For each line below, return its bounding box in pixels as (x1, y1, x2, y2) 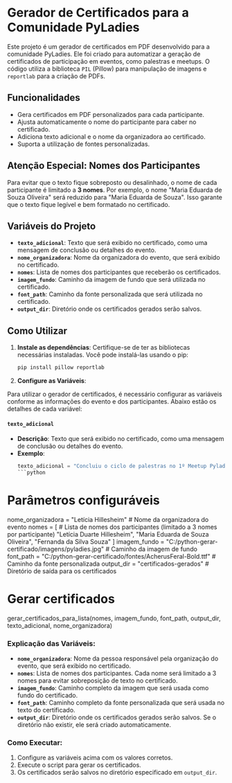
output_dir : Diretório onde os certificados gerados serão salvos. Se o (17, 713, 217, 721)
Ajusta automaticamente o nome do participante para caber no (17, 118, 197, 126)
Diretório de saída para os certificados (7, 566, 117, 575)
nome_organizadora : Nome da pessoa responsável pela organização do (17, 654, 219, 663)
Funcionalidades (7, 92, 81, 104)
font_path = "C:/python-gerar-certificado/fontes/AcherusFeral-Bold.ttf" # (7, 552, 216, 560)
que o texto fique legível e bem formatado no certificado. (7, 200, 170, 208)
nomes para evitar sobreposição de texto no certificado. (17, 676, 178, 685)
